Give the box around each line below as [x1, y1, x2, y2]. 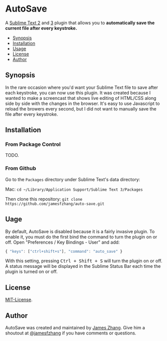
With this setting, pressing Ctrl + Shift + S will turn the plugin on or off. [5, 258, 162, 264]
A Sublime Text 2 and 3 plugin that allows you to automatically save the [5, 20, 155, 26]
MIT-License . [5, 297, 33, 303]
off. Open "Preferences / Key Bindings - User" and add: [5, 239, 120, 245]
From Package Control [5, 141, 61, 148]
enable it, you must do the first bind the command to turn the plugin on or [5, 234, 157, 240]
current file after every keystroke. [5, 25, 77, 31]
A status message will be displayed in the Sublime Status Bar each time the [5, 263, 161, 269]
